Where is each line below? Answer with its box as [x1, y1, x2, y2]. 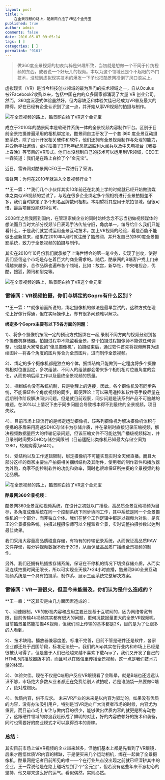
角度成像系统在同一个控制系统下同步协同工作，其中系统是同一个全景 [18, 509, 156, 514]
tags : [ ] [5, 39, 26, 44]
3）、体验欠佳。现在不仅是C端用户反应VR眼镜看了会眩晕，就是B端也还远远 [5, 672, 155, 678]
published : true [5, 21, 38, 26]
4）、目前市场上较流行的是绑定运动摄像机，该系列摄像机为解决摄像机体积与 [5, 418, 157, 424]
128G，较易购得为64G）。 [5, 442, 56, 448]
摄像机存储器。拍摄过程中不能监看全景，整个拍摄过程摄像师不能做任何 [9, 337, 151, 344]
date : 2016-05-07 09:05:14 [5, 35, 60, 40]
